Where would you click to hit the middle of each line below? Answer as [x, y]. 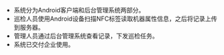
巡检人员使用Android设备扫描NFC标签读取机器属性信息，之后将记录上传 [115, 19]
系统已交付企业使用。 [44, 44]
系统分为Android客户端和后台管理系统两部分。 [79, 10]
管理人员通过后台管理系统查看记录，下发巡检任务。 [86, 36]
